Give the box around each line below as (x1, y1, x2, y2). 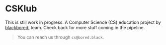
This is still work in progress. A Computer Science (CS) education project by (5, 19, 161, 25)
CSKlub (5, 3, 37, 14)
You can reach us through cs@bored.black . (17, 34, 104, 40)
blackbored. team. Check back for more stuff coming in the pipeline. (5, 24, 145, 30)
